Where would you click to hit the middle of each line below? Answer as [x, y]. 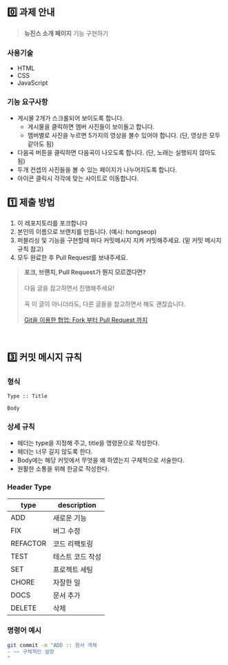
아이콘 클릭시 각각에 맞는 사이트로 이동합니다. [78, 178]
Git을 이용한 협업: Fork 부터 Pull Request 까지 [86, 320]
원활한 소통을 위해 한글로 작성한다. [63, 469]
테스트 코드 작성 [77, 556]
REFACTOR [29, 543]
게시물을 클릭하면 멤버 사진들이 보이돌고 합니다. [91, 127]
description [77, 505]
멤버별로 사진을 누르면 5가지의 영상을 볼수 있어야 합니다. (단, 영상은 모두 [124, 136]
